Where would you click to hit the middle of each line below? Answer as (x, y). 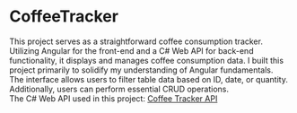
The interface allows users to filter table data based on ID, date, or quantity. (149, 79)
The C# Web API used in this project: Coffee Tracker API (114, 98)
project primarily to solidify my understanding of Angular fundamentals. (141, 70)
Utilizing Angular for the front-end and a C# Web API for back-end (131, 50)
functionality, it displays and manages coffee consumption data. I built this (147, 60)
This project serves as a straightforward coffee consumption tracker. (136, 41)
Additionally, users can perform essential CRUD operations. (119, 89)
